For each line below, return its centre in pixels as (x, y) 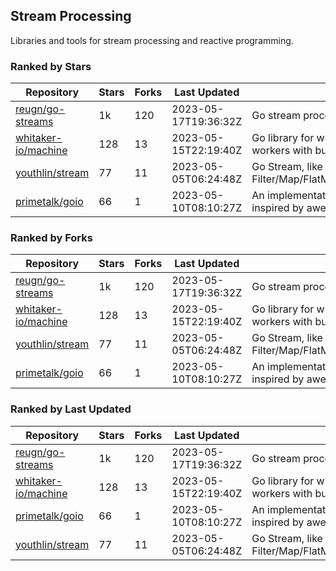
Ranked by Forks (51, 238)
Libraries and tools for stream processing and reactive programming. (152, 40)
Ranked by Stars (51, 66)
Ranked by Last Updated (71, 409)
